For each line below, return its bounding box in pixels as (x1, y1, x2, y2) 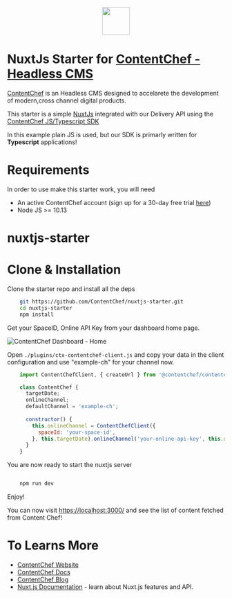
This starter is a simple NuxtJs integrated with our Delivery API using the (7, 109, 214, 118)
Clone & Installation (7, 262, 122, 278)
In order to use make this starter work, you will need (7, 185, 155, 193)
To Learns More (7, 538, 99, 554)
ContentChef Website (17, 561, 79, 569)
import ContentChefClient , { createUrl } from (19, 371, 156, 378)
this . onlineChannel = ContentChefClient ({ (32, 422, 156, 429)
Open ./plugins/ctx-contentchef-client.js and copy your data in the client (7, 350, 224, 359)
